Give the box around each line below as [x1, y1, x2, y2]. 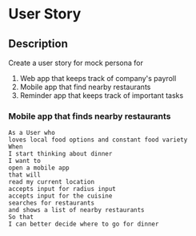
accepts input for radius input [8, 185, 116, 193]
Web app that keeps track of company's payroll [19, 74, 177, 83]
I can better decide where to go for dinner [8, 220, 159, 229]
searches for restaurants [8, 199, 94, 207]
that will [8, 171, 42, 179]
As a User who [8, 129, 56, 137]
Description [8, 37, 68, 51]
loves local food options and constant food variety [8, 136, 188, 144]
